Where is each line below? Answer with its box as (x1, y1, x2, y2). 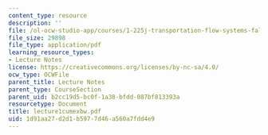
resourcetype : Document (8, 100, 88, 108)
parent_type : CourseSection (8, 85, 102, 94)
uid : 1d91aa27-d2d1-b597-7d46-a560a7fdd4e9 (8, 115, 156, 123)
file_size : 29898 (8, 33, 66, 42)
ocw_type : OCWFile (8, 71, 69, 79)
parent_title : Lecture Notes (8, 78, 105, 86)
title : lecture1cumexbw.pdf (8, 108, 102, 116)
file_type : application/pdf (8, 41, 102, 49)
